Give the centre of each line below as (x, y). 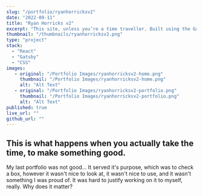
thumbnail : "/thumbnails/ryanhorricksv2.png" (64, 34)
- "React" (24, 51)
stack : (14, 46)
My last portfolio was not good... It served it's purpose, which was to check (100, 168)
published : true (27, 107)
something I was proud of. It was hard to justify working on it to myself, (95, 180)
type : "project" (27, 40)
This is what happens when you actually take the (100, 143)
